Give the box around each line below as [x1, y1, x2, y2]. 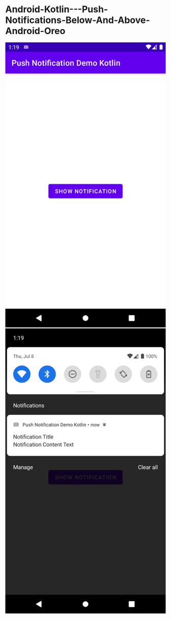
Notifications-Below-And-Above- [5, 14, 150, 26]
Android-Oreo [5, 25, 66, 37]
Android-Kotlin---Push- [5, 4, 108, 15]
